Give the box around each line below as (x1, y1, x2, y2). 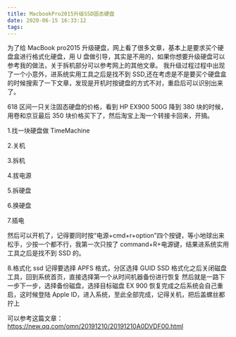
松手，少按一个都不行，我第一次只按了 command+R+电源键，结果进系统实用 (7, 240, 230, 249)
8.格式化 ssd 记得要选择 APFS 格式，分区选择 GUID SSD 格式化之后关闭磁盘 (7, 264, 227, 272)
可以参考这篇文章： (7, 314, 63, 323)
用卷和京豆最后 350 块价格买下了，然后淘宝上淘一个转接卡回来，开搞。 (7, 111, 213, 120)
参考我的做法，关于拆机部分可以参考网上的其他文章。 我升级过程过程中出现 (7, 61, 225, 70)
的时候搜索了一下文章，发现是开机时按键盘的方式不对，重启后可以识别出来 (7, 79, 223, 87)
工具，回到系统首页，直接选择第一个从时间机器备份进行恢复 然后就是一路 (7, 273, 219, 281)
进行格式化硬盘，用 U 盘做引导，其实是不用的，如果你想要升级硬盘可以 (19, 52, 225, 61)
